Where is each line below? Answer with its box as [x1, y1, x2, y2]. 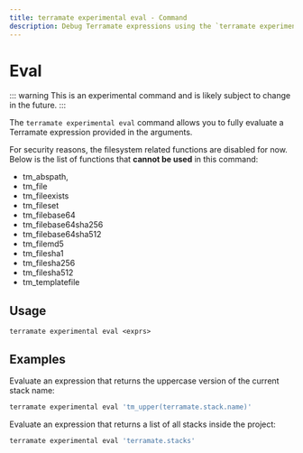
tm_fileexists [22, 190, 69, 201]
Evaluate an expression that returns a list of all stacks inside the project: [9, 419, 277, 430]
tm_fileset [22, 200, 60, 211]
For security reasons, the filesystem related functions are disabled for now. [9, 144, 289, 155]
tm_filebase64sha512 [22, 229, 102, 240]
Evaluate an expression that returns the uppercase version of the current [9, 375, 280, 386]
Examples [9, 351, 66, 366]
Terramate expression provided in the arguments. [9, 127, 193, 138]
